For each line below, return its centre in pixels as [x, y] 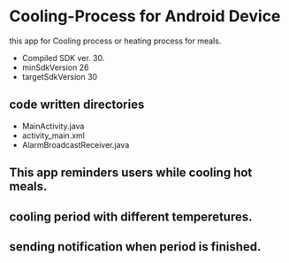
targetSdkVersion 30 [60, 76]
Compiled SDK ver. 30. [63, 58]
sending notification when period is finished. [135, 247]
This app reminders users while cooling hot [131, 173]
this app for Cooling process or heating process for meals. [115, 41]
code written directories [77, 105]
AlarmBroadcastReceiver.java [76, 144]
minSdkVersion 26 [55, 67]
